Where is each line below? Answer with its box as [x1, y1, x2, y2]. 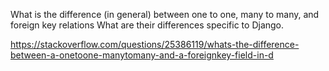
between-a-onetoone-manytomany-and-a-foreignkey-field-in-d [10, 49, 274, 61]
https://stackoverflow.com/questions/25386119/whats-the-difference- [10, 39, 300, 50]
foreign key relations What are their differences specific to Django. [10, 19, 285, 31]
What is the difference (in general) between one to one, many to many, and [10, 9, 320, 20]
